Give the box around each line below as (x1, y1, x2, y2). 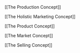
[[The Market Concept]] (4, 33, 53, 38)
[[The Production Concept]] (4, 4, 61, 10)
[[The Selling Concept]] (4, 42, 53, 48)
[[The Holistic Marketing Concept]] (4, 14, 76, 19)
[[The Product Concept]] (4, 23, 55, 29)
